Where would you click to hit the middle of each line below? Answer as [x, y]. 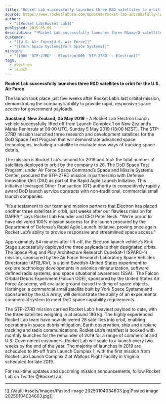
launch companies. [24, 196]
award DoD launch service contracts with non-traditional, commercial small [82, 191]
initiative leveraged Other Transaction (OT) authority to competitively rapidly [83, 186]
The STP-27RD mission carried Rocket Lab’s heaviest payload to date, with [81, 309]
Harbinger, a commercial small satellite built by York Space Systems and [79, 289]
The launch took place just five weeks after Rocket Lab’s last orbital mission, [83, 98]
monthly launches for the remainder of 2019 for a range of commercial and [81, 335]
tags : [11, 60]
